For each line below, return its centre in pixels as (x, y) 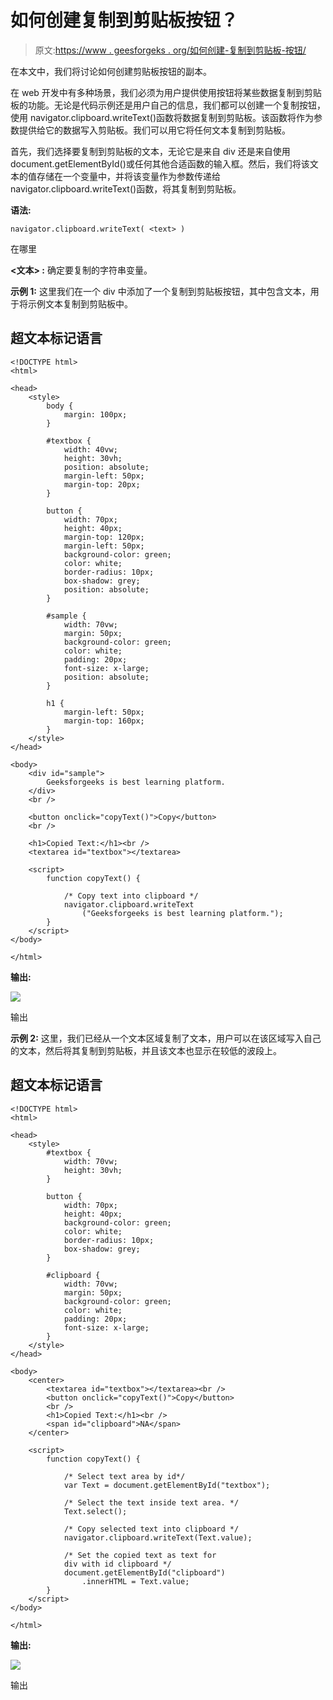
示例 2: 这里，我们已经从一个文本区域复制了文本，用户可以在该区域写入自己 (166, 1038)
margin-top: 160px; (104, 721)
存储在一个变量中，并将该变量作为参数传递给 (128, 176)
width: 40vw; (90, 449)
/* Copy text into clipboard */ (131, 896)
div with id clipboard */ (117, 1564)
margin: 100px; (95, 414)
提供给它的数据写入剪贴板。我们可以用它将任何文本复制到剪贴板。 (154, 130)
